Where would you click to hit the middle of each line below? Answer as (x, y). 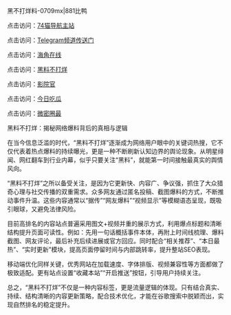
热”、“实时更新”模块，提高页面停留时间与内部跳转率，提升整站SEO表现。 (111, 250)
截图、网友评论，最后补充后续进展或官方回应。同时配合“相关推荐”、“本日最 (113, 241)
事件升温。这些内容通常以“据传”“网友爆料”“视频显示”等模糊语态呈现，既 (114, 200)
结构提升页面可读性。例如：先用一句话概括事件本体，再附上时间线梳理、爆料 (115, 232)
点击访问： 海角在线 (34, 55)
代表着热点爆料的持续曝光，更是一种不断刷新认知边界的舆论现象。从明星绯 (118, 151)
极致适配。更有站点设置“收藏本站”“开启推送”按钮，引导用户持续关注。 (106, 273)
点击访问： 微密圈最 (34, 113)
